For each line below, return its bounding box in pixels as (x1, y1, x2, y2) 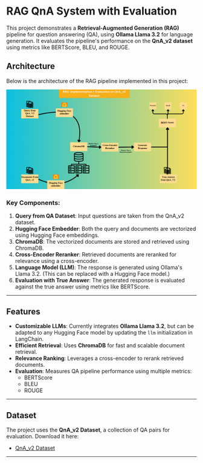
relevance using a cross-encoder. (14, 258, 99, 265)
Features (6, 306, 40, 316)
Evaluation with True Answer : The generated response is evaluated (14, 277, 185, 284)
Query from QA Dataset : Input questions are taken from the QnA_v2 (14, 212, 185, 219)
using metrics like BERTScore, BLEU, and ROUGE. (6, 44, 130, 51)
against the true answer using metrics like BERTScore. (14, 283, 150, 290)
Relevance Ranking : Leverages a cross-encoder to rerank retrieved (14, 355, 184, 362)
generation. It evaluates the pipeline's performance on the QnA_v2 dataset (6, 37, 193, 44)
